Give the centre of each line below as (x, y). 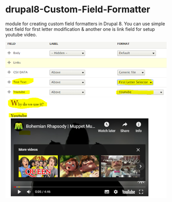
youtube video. (21, 34)
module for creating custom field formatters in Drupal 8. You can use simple (85, 24)
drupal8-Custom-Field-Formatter (78, 10)
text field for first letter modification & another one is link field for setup (80, 29)
